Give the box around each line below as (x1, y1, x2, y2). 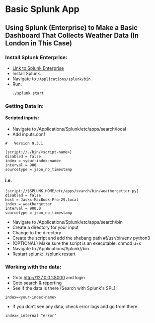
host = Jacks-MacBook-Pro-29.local (5, 197, 79, 202)
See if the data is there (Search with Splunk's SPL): (12, 285, 117, 291)
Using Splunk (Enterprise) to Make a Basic (5, 23, 138, 32)
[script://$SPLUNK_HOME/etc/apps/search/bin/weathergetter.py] (5, 188, 139, 194)
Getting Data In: (5, 102, 44, 109)
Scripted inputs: (5, 115, 39, 121)
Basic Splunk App (5, 3, 79, 15)
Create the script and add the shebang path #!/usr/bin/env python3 (12, 235, 151, 241)
